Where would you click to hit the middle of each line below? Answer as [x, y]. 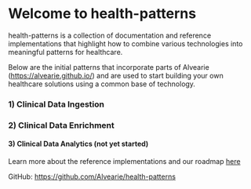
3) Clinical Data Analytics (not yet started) [78, 144]
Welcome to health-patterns [102, 14]
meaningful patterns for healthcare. [65, 52]
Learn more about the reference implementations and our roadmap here [124, 161]
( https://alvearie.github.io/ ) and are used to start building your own [116, 75]
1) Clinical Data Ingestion [56, 104]
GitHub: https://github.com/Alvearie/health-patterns [92, 176]
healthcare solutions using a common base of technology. [102, 84]
